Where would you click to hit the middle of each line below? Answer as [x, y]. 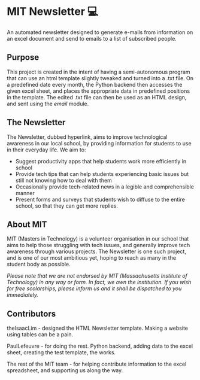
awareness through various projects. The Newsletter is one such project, [96, 251]
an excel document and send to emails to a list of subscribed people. [92, 38]
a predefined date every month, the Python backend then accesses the [95, 84]
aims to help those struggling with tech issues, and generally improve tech [99, 245]
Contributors [31, 314]
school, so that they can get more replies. [67, 206]
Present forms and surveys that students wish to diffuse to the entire [100, 199]
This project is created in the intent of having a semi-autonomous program [99, 72]
